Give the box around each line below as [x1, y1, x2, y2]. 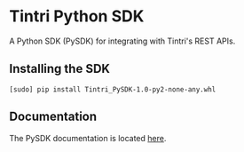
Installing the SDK [9, 61, 111, 76]
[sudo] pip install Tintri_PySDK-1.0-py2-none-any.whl [9, 84, 216, 94]
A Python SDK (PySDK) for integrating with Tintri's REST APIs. [9, 36, 236, 46]
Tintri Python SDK [9, 6, 145, 27]
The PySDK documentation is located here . [9, 132, 167, 143]
